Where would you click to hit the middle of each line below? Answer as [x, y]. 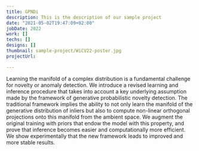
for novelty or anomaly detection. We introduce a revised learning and [92, 85]
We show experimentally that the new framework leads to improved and [95, 136]
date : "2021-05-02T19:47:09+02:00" [50, 23]
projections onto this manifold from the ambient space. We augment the [95, 117]
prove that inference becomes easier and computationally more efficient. [96, 129]
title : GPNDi [22, 12]
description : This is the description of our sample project [84, 17]
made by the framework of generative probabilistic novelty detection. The [97, 98]
